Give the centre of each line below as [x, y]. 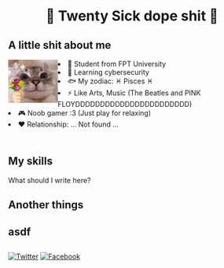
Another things [46, 205]
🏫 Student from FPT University [117, 64]
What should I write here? [50, 180]
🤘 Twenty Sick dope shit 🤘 [132, 16]
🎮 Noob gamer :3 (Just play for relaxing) [85, 113]
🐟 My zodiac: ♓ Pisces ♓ [110, 81]
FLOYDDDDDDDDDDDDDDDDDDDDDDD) [125, 104]
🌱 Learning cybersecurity [108, 72]
